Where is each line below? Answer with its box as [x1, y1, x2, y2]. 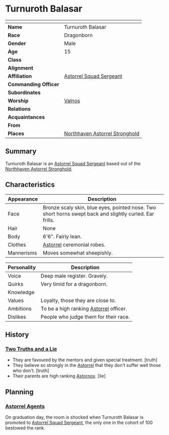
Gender [8, 40, 26, 47]
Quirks [8, 280, 24, 287]
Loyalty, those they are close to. [40, 297, 116, 304]
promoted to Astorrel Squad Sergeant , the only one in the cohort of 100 [5, 419, 153, 425]
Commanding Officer [8, 81, 59, 88]
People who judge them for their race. [40, 313, 130, 320]
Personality [8, 264, 36, 271]
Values [8, 297, 24, 304]
